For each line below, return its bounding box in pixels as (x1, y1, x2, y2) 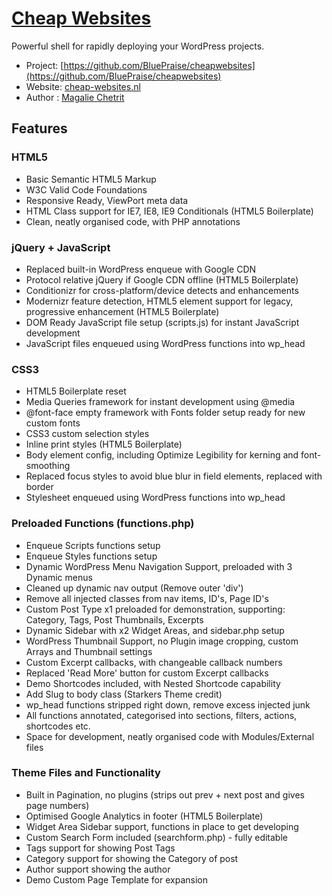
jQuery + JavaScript (11, 240, 111, 254)
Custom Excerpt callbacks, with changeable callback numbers (25, 656, 283, 668)
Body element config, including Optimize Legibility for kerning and (25, 449, 299, 461)
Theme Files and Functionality (11, 766, 161, 780)
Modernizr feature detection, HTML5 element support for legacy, (25, 295, 294, 307)
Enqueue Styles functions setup (25, 550, 158, 562)
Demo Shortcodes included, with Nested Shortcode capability (25, 677, 281, 689)
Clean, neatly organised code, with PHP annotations (25, 215, 241, 227)
